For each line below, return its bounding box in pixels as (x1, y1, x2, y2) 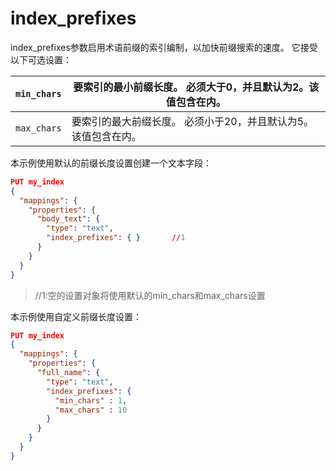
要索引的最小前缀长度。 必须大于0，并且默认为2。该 (73, 80, 320, 94)
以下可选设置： (10, 53, 72, 66)
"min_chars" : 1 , (54, 395, 128, 406)
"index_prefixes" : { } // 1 (46, 233, 186, 243)
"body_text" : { (36, 214, 101, 224)
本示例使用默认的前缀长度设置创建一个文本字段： (10, 157, 212, 169)
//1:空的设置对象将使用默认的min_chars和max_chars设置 (34, 289, 266, 301)
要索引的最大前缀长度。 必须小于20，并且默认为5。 (71, 114, 315, 128)
